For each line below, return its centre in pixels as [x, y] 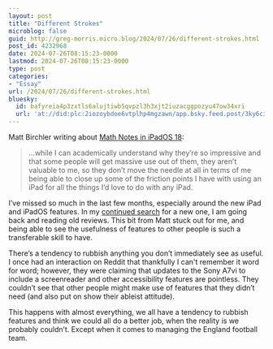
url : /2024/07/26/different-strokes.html [80, 91]
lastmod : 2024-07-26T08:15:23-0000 [69, 62]
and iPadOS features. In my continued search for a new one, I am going [128, 211]
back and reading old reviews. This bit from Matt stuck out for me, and [126, 220]
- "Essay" [25, 84]
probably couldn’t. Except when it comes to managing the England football [133, 329]
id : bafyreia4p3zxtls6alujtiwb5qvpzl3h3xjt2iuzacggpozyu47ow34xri [130, 106]
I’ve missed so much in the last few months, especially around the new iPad [135, 203]
